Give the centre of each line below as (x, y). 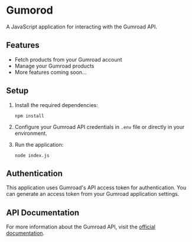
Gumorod (30, 10)
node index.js (32, 155)
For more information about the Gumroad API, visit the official (81, 227)
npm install (29, 116)
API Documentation (43, 213)
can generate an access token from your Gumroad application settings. (93, 194)
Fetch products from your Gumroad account (68, 59)
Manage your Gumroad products (54, 66)
